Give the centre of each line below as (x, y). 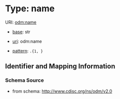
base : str (21, 32)
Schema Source (25, 80)
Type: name (30, 9)
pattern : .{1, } (28, 51)
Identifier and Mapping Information (60, 66)
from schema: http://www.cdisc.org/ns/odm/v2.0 (62, 91)
